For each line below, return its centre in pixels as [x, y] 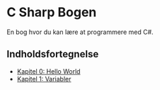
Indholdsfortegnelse [53, 54]
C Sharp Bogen [52, 12]
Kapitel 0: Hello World [48, 71]
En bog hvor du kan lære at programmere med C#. [80, 32]
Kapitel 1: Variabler [44, 79]
